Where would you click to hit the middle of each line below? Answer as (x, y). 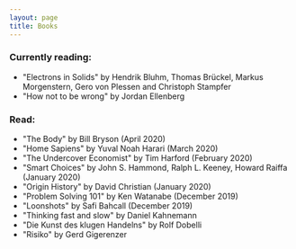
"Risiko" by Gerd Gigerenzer (75, 235)
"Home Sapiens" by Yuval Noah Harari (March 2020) (120, 148)
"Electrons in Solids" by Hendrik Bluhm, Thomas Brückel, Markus (143, 76)
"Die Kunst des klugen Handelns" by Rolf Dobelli (112, 225)
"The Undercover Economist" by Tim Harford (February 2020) (138, 158)
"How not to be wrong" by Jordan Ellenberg (103, 96)
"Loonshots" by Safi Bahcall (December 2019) (108, 206)
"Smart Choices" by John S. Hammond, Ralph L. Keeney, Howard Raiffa (155, 168)
